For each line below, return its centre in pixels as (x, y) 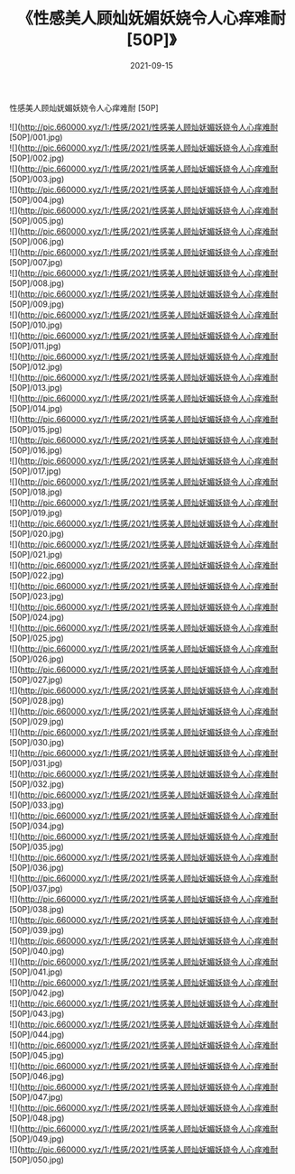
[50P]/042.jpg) (37, 993)
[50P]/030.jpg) (37, 742)
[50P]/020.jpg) (37, 533)
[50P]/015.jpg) (36, 429)
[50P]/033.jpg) (37, 805)
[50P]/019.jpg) (36, 513)
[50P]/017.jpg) (35, 471)
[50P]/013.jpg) (36, 387)
